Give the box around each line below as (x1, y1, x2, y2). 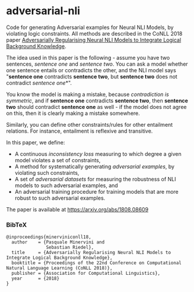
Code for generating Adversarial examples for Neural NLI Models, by (6, 24, 174, 31)
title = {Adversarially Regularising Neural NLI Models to (11, 250, 171, 256)
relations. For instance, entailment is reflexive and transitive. (6, 127, 153, 134)
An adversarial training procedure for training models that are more (14, 188, 179, 195)
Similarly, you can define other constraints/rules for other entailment (6, 121, 173, 128)
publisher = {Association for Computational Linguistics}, (11, 271, 161, 277)
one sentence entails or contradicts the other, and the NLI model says (6, 66, 176, 73)
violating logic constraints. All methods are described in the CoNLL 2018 (6, 30, 183, 37)
